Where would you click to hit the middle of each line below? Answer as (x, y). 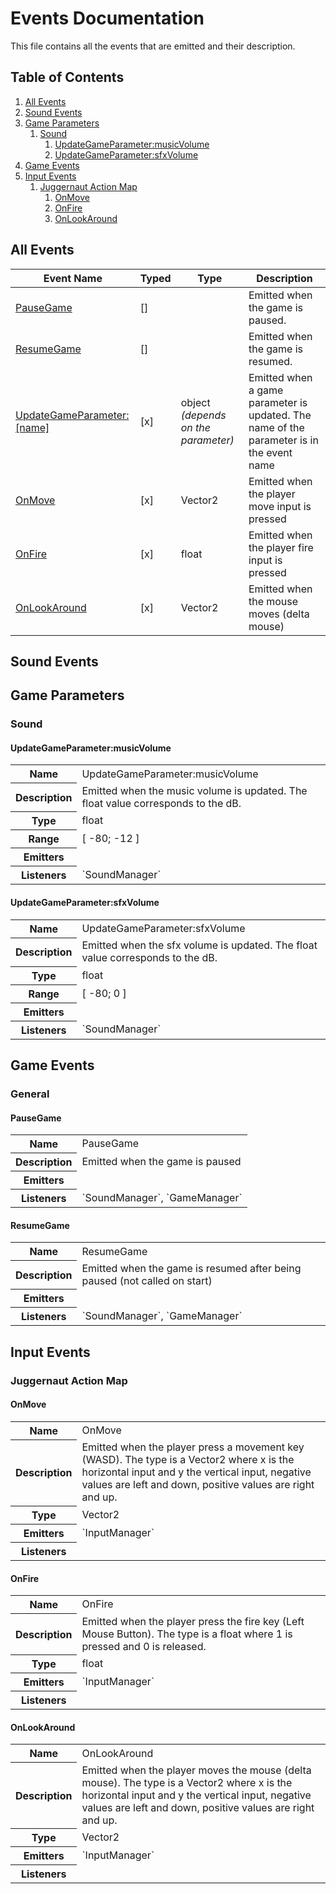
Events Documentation (107, 18)
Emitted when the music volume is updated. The (194, 790)
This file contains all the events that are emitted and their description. (153, 46)
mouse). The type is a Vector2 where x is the (187, 1782)
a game (266, 390)
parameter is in (283, 440)
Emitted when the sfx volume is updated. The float (199, 945)
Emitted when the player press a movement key (193, 1447)
